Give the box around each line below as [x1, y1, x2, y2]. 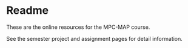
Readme [6, 4, 49, 17]
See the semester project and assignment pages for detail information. [6, 35, 183, 42]
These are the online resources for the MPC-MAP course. [6, 23, 150, 31]
